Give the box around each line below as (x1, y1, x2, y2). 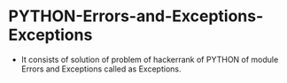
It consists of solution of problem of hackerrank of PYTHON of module (20, 54, 279, 64)
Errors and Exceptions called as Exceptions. (20, 64, 182, 74)
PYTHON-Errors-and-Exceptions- (8, 6, 264, 26)
